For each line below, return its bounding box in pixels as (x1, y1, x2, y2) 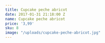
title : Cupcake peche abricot (5, 7, 68, 12)
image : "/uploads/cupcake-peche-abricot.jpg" (5, 30, 101, 35)
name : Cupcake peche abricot (5, 16, 65, 21)
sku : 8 (5, 26, 19, 31)
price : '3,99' (5, 21, 35, 26)
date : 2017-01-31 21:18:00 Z (5, 12, 65, 17)
